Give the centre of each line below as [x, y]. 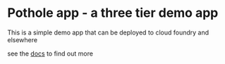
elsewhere [22, 39]
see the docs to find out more [50, 53]
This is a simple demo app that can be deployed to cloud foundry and [108, 32]
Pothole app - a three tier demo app [113, 13]
